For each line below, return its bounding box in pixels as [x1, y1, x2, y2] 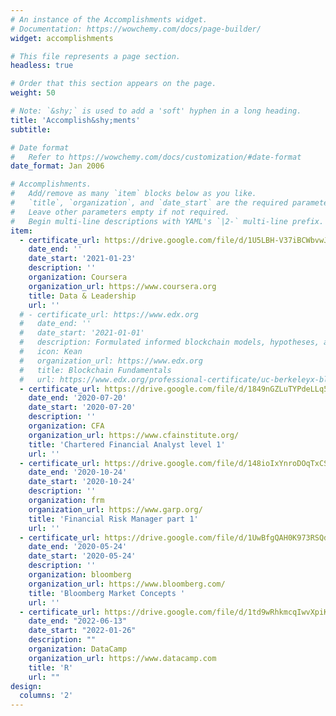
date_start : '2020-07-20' [28, 402, 137, 413]
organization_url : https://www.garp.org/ [28, 504, 203, 515]
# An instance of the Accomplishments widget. [10, 14, 208, 25]
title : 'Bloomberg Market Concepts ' [28, 588, 186, 598]
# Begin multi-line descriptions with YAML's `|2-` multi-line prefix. [10, 216, 325, 226]
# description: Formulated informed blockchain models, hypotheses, [19, 337, 320, 348]
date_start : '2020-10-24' [28, 477, 137, 487]
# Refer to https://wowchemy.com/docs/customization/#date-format [10, 152, 302, 162]
